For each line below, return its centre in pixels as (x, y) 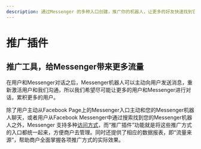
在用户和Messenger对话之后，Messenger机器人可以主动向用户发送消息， (97, 82)
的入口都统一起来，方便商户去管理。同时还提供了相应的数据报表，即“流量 (97, 132)
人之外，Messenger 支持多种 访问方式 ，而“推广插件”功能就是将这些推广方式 (99, 125)
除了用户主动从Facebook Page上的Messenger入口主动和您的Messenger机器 (100, 110)
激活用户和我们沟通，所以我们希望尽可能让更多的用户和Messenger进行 (99, 89)
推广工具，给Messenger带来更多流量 (75, 67)
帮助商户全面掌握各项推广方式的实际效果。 (71, 139)
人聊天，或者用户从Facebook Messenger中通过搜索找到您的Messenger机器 (99, 117)
